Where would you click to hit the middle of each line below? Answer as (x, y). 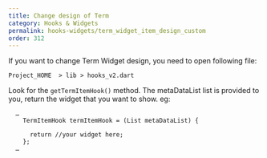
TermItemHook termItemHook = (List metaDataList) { (111, 121)
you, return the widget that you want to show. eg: (89, 99)
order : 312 (26, 38)
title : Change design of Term (59, 16)
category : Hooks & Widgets (53, 23)
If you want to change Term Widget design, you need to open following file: (133, 61)
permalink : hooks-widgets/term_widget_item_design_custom (107, 30)
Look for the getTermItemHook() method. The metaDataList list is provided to (134, 91)
